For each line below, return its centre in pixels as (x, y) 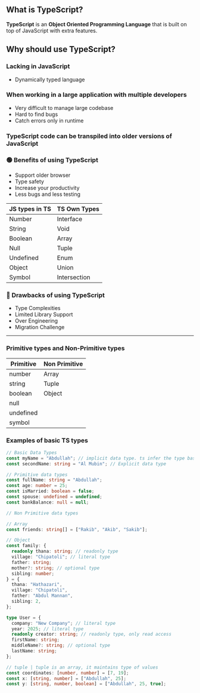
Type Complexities (37, 308)
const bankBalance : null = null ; (48, 502)
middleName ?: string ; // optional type (61, 646)
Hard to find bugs (36, 114)
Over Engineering (36, 321)
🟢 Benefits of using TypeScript (52, 160)
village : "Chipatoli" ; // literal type (61, 557)
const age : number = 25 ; (37, 486)
